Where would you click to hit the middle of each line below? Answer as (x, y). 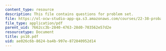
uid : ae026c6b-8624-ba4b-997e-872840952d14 (51, 41)
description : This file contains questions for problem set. (69, 14)
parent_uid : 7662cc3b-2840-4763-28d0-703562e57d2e (58, 28)
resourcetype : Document (30, 32)
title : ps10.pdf (22, 37)
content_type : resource (30, 9)
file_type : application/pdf (34, 23)
